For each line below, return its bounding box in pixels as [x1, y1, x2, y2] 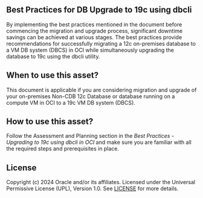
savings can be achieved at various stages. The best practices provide [6, 33, 182, 41]
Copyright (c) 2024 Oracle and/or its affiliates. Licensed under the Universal [6, 179, 195, 186]
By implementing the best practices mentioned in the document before [6, 20, 182, 28]
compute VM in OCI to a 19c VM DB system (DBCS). [6, 99, 136, 106]
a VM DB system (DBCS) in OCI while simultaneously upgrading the [6, 46, 174, 54]
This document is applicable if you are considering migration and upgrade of [6, 86, 197, 93]
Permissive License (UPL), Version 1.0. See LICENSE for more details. [6, 185, 179, 192]
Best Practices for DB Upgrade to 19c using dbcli [6, 5, 192, 15]
